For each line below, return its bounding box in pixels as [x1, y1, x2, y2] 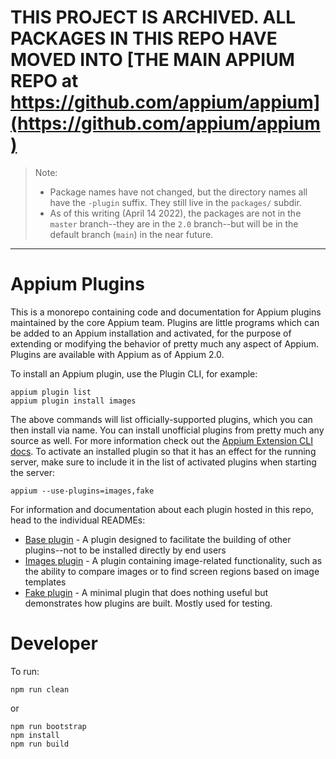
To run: [10, 665, 40, 677]
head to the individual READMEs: [10, 514, 146, 526]
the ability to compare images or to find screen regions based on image [24, 565, 320, 577]
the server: [10, 466, 56, 478]
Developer [10, 632, 98, 655]
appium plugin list [10, 387, 92, 397]
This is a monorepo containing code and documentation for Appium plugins [10, 306, 322, 318]
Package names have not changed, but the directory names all [49, 186, 308, 198]
